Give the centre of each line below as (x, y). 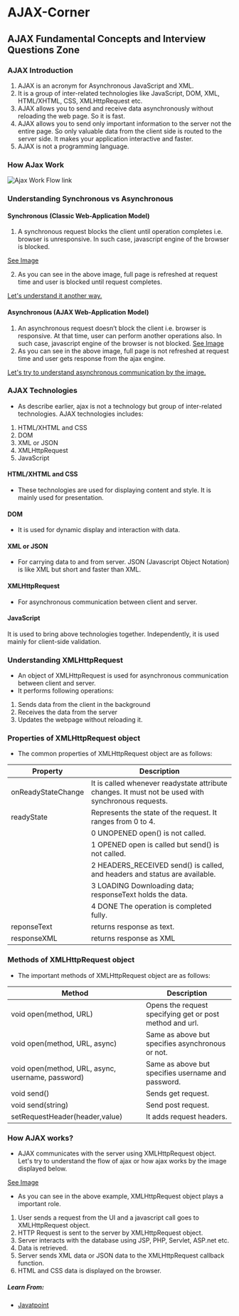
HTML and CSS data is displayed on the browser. (90, 1271)
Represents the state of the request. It (154, 812)
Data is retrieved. (43, 1248)
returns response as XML (133, 939)
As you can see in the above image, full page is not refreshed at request (123, 351)
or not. (156, 1052)
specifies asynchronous (186, 1044)
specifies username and (186, 1073)
